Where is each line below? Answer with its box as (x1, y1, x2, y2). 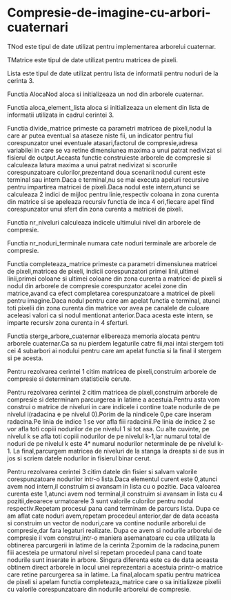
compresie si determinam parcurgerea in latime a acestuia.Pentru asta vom (7, 395, 221, 404)
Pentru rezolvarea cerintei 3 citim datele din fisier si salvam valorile (7, 467, 198, 476)
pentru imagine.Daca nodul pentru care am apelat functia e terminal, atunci (7, 296, 221, 305)
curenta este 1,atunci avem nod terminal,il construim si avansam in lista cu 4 (7, 489, 223, 498)
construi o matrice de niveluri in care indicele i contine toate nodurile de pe (7, 402, 220, 411)
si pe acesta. (7, 354, 43, 362)
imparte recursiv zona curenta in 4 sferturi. (7, 318, 129, 326)
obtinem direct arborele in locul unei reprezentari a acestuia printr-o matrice (7, 563, 223, 571)
